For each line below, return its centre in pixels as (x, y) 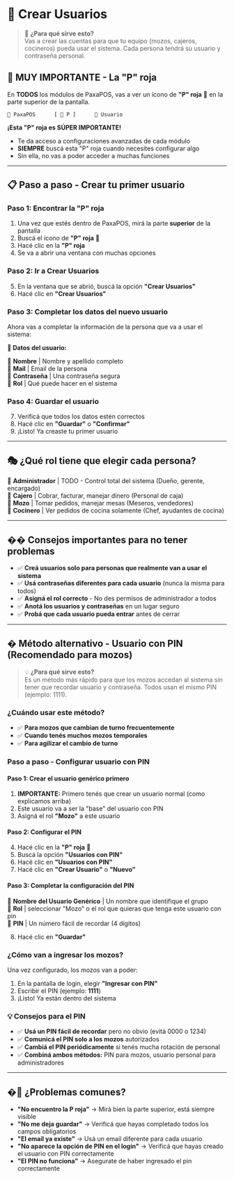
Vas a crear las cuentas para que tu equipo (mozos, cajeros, (110, 40)
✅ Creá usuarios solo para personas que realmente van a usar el (112, 567)
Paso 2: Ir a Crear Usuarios (53, 271)
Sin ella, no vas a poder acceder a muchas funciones (93, 155)
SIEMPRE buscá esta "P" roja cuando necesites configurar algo (108, 148)
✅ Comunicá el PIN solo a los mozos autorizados (88, 1039)
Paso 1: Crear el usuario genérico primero (68, 778)
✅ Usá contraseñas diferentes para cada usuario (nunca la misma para (121, 583)
